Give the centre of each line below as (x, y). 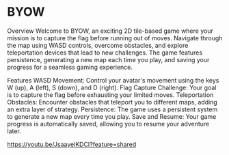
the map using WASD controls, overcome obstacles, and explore (98, 45)
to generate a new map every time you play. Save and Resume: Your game (112, 116)
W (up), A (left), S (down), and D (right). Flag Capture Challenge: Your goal (112, 87)
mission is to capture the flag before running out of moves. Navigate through (115, 38)
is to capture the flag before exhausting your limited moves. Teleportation (110, 95)
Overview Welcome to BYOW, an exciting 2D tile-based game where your (110, 31)
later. (14, 131)
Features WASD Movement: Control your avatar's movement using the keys (113, 80)
